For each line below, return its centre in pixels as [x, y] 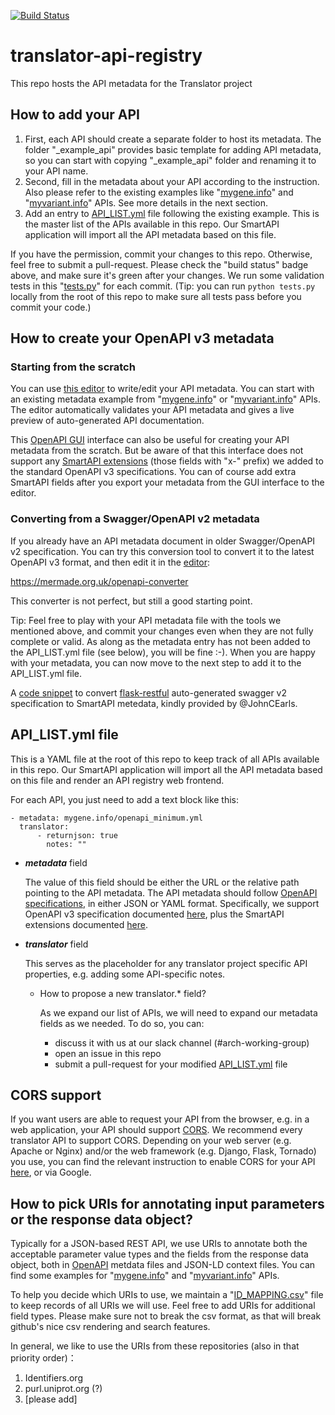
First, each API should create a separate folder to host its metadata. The [173, 139]
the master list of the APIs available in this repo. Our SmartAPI [152, 224]
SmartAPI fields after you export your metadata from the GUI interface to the [167, 482]
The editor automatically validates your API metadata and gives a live [152, 410]
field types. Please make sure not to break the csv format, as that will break [166, 1316]
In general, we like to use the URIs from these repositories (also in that [155, 1346]
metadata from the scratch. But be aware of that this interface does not [157, 451]
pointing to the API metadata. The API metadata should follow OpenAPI [171, 892]
